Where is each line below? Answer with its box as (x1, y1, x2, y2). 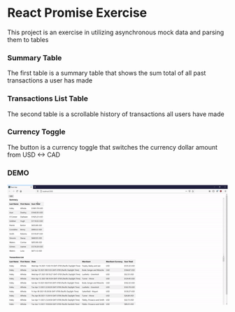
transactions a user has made (7, 76, 93, 85)
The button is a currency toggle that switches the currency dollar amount (7, 143, 218, 151)
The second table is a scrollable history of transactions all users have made (7, 110, 225, 118)
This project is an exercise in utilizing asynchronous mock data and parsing (7, 28, 225, 36)
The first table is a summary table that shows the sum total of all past (7, 69, 206, 78)
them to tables (7, 35, 49, 43)
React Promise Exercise (7, 5, 148, 21)
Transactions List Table (7, 94, 89, 104)
